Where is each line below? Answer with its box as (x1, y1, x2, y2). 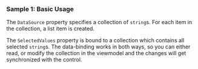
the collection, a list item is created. (6, 25, 95, 32)
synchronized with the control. (6, 56, 82, 64)
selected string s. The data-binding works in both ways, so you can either (6, 43, 191, 50)
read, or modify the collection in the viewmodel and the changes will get (6, 50, 186, 57)
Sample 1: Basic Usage (6, 5, 74, 13)
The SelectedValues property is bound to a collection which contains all (6, 37, 185, 44)
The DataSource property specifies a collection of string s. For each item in (6, 19, 193, 26)
